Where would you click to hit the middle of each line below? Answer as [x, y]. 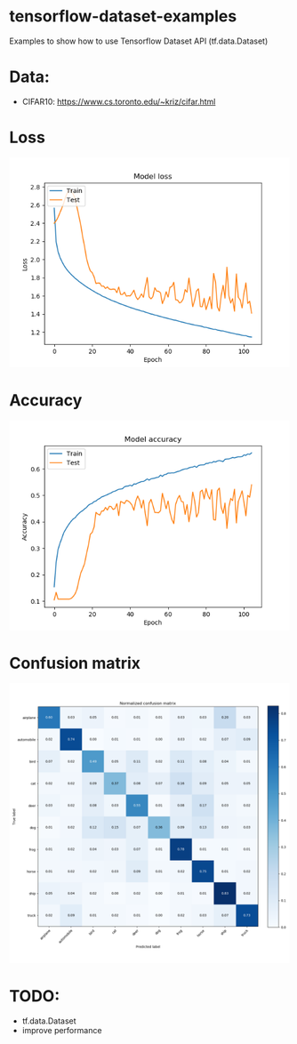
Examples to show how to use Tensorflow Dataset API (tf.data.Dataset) [139, 41]
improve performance [62, 1030]
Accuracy [46, 400]
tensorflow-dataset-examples [123, 16]
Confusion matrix [75, 663]
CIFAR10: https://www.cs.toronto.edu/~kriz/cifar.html [119, 101]
